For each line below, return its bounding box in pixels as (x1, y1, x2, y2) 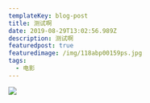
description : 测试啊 (8, 34, 74, 43)
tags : (8, 57, 27, 65)
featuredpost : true (8, 42, 74, 50)
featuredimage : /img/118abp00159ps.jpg (8, 49, 143, 57)
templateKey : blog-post (8, 11, 89, 20)
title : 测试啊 (8, 19, 52, 27)
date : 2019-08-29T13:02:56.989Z (8, 27, 117, 35)
